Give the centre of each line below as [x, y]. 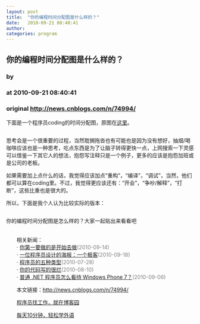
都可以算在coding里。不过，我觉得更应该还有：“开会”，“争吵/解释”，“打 [94, 183]
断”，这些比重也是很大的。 [39, 190]
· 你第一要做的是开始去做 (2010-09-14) [63, 247]
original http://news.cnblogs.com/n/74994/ [71, 109]
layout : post [22, 12]
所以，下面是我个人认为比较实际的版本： [56, 202]
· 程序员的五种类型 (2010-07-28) [55, 262]
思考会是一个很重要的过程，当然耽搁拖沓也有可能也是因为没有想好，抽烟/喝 [99, 140]
